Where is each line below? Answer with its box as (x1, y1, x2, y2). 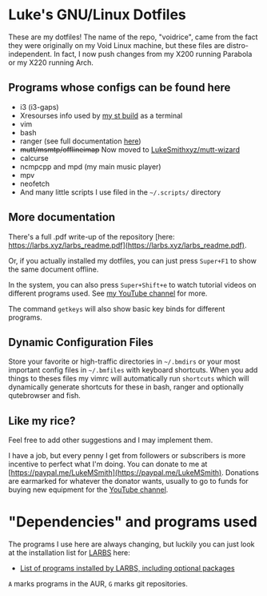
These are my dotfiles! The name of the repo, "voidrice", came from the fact (8, 32, 258, 42)
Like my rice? (8, 414, 76, 428)
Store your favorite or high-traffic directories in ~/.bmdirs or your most (8, 356, 241, 366)
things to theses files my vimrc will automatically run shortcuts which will (8, 374, 249, 384)
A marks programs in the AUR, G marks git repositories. (8, 579, 188, 589)
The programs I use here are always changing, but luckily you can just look (8, 539, 255, 550)
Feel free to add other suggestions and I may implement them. (8, 435, 213, 445)
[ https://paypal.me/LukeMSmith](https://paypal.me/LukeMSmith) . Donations (8, 468, 260, 477)
